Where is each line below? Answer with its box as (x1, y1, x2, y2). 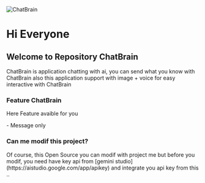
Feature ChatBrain (6, 95, 62, 104)
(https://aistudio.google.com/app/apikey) (6, 164, 110, 171)
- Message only (6, 122, 46, 129)
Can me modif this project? (6, 137, 89, 146)
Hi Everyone (6, 28, 70, 41)
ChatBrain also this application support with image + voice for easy (6, 74, 176, 81)
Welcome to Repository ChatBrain (6, 51, 139, 62)
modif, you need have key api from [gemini (6, 157, 114, 165)
